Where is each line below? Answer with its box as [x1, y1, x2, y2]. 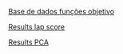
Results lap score [8, 22, 65, 31]
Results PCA [8, 37, 50, 47]
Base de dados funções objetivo [8, 7, 115, 16]
